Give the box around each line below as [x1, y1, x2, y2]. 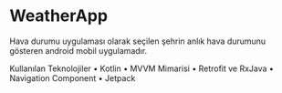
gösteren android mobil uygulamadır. [9, 45, 148, 56]
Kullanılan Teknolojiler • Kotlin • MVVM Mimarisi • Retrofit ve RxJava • [9, 63, 274, 74]
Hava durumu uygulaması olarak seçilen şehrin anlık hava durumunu [9, 36, 266, 46]
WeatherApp [9, 5, 108, 26]
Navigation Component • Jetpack [9, 72, 136, 83]
